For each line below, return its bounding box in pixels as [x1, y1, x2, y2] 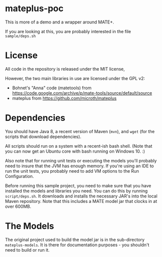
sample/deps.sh [5, 34, 36, 39]
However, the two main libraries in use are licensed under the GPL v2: [5, 75, 145, 81]
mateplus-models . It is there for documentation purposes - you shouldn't [5, 242, 150, 248]
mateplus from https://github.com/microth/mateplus [12, 95, 117, 101]
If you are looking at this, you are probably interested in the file [5, 28, 131, 34]
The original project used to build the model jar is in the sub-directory [5, 237, 145, 242]
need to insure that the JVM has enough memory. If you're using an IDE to [5, 163, 154, 169]
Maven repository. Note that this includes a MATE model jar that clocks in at [5, 198, 158, 204]
